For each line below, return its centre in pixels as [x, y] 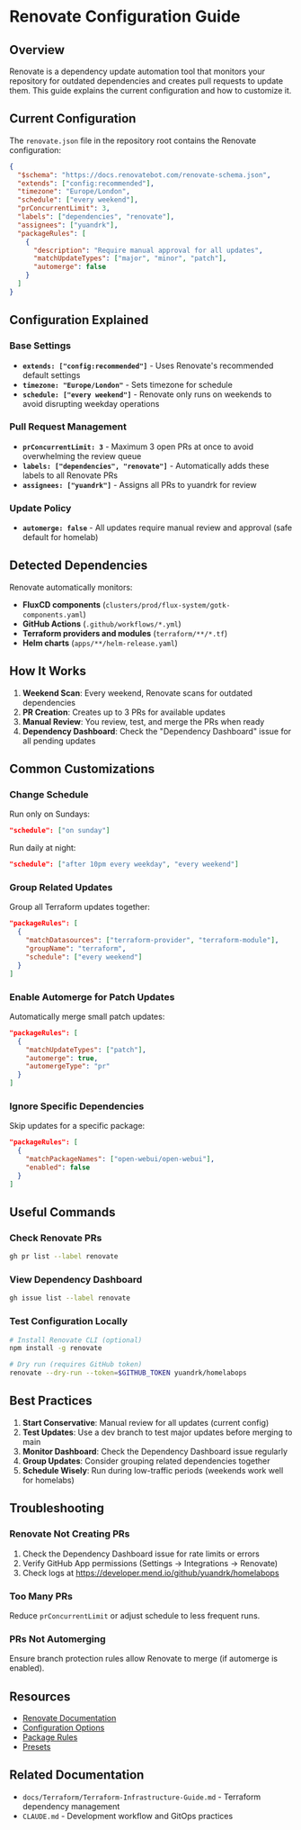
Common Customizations [82, 769]
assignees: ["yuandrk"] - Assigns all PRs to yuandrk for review [140, 484]
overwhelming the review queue [82, 455]
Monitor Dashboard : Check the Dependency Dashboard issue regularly [155, 1451]
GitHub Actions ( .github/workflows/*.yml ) [102, 624]
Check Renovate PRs [56, 1238]
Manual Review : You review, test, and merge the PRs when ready [143, 721]
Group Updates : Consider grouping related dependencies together [146, 1461]
